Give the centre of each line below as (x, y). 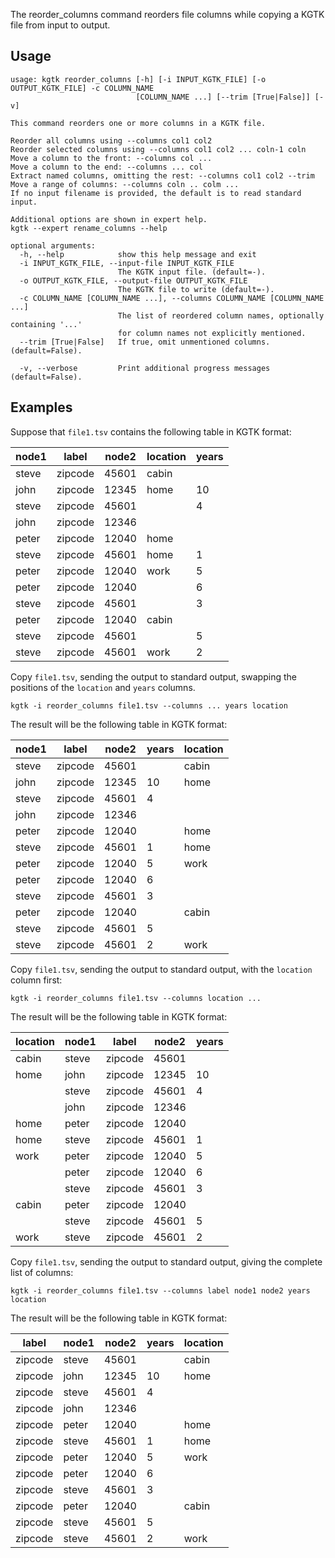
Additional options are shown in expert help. (109, 219)
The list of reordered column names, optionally (221, 315)
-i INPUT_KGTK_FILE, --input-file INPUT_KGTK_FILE (127, 263)
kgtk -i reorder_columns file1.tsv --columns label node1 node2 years (160, 1290)
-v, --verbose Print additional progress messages (145, 368)
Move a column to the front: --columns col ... (111, 158)
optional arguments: (53, 245)
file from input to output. (60, 25)
